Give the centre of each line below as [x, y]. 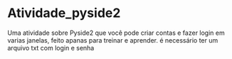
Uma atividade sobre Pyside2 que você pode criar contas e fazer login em [116, 33]
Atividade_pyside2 [64, 13]
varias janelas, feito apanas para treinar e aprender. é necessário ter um [113, 40]
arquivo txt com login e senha [51, 48]
